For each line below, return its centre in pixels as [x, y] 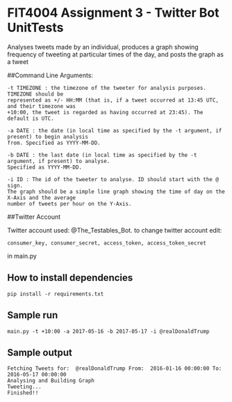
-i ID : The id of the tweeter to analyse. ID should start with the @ [113, 179]
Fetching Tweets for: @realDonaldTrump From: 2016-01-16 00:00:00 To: [115, 369]
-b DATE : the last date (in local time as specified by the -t [102, 155]
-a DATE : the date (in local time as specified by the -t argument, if [115, 130]
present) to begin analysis [48, 137]
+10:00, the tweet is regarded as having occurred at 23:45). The [105, 112]
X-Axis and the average [42, 198]
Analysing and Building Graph [51, 381]
